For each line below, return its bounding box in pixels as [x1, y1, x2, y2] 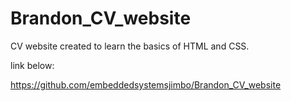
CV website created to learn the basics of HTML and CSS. [10, 40, 250, 52]
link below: [10, 59, 55, 71]
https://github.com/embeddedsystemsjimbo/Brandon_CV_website [10, 78, 282, 91]
